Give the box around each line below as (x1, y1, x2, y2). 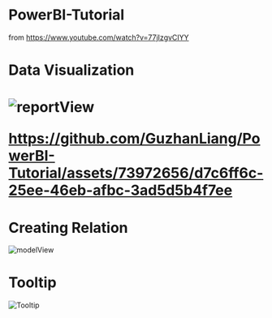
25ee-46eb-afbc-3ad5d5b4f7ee (8, 181, 233, 200)
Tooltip (8, 273, 57, 292)
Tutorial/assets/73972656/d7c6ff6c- (8, 164, 264, 183)
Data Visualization (8, 61, 135, 79)
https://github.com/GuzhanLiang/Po (8, 130, 261, 148)
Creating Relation (8, 218, 128, 237)
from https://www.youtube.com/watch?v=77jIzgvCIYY (8, 32, 189, 42)
